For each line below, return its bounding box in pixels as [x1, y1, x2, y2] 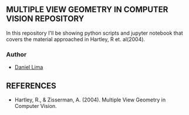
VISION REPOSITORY [6, 14, 85, 24]
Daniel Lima [14, 64, 43, 71]
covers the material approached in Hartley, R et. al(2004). [6, 35, 146, 43]
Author [6, 50, 27, 58]
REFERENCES [6, 80, 57, 90]
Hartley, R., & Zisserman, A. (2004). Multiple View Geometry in [14, 96, 166, 103]
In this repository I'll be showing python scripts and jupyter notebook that [6, 29, 183, 36]
